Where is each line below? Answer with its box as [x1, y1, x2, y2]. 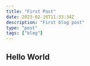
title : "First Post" [6, 8, 57, 15]
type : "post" [6, 25, 38, 31]
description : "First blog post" [6, 19, 85, 25]
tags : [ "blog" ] [6, 30, 43, 36]
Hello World [6, 52, 50, 62]
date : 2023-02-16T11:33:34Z [6, 14, 75, 20]
